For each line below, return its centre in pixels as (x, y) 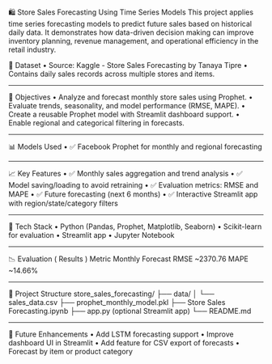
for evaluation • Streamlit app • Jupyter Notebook (91, 235)
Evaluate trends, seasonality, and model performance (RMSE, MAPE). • (127, 106)
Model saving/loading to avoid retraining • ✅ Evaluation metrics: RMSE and (134, 185)
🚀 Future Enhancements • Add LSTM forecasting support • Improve (121, 334)
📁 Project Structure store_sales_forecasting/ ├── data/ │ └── (111, 294)
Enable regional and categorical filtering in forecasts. (96, 123)
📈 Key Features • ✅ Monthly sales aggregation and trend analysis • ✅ (125, 174)
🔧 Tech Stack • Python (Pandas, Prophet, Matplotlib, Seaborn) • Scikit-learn (135, 226)
